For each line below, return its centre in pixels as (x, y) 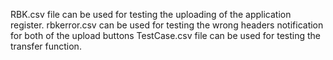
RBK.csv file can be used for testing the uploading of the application (151, 14)
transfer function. (46, 46)
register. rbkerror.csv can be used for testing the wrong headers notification (167, 25)
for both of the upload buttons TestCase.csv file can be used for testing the (165, 35)
